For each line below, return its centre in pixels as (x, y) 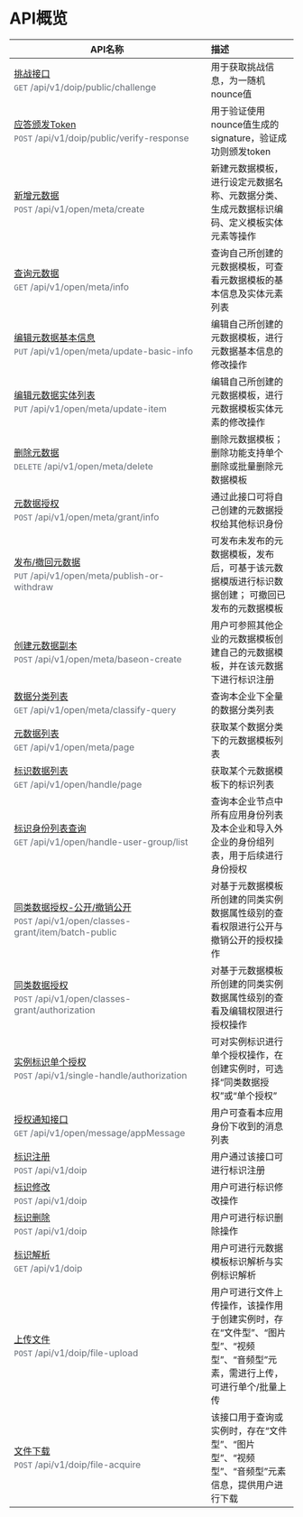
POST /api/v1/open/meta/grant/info (87, 517)
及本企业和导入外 (247, 828)
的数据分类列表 (243, 709)
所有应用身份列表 (247, 815)
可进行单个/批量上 (248, 1386)
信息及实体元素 (252, 293)
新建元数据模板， (247, 168)
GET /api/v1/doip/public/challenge (85, 88)
